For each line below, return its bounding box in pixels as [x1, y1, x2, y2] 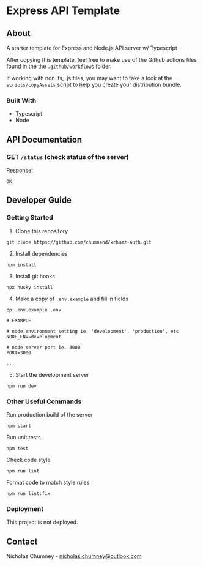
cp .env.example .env [6, 307, 62, 313]
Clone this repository [15, 227, 68, 234]
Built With [6, 96, 37, 105]
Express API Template [6, 4, 120, 18]
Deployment [6, 504, 44, 513]
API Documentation [6, 134, 83, 144]
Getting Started [6, 214, 53, 222]
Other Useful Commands [6, 397, 82, 406]
